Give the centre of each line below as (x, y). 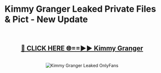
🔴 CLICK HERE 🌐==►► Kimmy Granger (82, 48)
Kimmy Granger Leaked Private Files (80, 9)
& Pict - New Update (46, 19)
